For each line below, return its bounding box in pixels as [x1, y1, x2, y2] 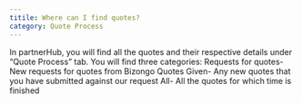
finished [9, 85, 40, 96]
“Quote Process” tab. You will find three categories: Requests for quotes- [9, 56, 284, 67]
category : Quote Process [9, 22, 104, 31]
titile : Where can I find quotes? [9, 13, 141, 23]
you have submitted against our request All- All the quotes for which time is [9, 75, 292, 86]
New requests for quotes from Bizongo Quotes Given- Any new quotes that [9, 65, 291, 77]
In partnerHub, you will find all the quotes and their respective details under [9, 46, 293, 57]
